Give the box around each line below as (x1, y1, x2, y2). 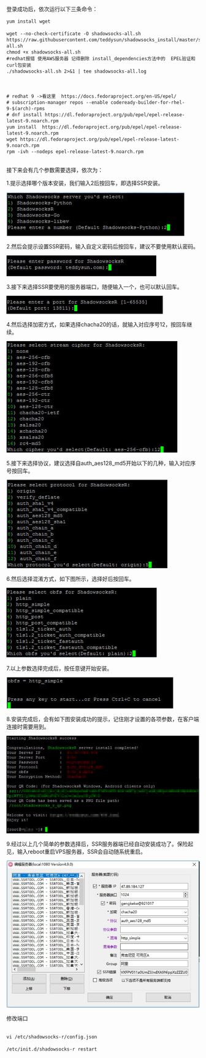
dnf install (12, 112, 43, 118)
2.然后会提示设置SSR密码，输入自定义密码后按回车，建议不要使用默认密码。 (6, 243, 199, 250)
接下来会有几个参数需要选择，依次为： (6, 167, 103, 173)
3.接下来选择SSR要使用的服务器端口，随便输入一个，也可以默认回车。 (6, 283, 183, 290)
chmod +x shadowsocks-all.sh (6, 49, 81, 55)
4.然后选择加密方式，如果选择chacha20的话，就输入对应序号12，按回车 (6, 321, 187, 328)
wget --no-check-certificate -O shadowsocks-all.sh (6, 31, 141, 37)
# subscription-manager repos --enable (6, 100, 109, 106)
